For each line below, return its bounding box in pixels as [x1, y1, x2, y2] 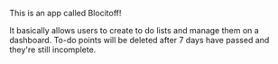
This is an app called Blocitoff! [9, 8, 122, 18]
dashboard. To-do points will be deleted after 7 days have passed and [9, 35, 270, 45]
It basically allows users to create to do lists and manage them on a [9, 25, 259, 35]
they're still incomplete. [9, 44, 97, 55]
